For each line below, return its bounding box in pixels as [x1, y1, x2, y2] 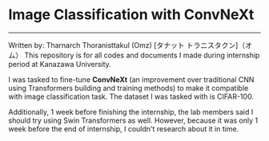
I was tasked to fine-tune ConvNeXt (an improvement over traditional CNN [8, 74, 255, 84]
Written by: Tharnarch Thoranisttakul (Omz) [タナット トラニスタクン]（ [8, 40, 246, 49]
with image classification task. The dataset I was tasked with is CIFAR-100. [8, 92, 255, 101]
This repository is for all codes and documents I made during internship [23, 50, 260, 60]
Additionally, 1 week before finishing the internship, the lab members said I [8, 107, 254, 116]
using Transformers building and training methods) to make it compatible [8, 83, 249, 92]
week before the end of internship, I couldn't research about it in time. [8, 123, 239, 133]
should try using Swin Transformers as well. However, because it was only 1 [8, 116, 259, 125]
